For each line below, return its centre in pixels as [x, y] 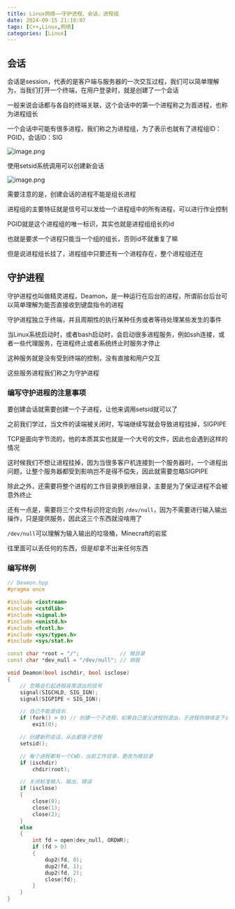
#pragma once [26, 589]
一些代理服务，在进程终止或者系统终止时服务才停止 [87, 343]
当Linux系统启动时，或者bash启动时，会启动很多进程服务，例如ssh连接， [113, 334]
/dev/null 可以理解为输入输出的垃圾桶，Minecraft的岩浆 [87, 534]
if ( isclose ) [39, 788]
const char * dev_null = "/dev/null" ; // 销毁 [74, 660]
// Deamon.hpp [28, 583]
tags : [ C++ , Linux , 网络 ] [41, 27]
